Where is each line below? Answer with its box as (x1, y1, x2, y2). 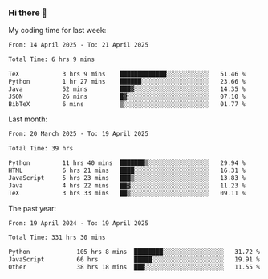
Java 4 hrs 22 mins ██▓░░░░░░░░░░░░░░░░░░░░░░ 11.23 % (8, 181, 246, 190)
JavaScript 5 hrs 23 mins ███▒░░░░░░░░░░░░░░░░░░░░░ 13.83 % (8, 174, 246, 182)
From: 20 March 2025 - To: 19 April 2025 (8, 130, 149, 138)
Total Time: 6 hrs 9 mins (8, 55, 95, 64)
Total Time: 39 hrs (8, 145, 74, 153)
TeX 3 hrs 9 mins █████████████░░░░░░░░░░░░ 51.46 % (8, 70, 246, 79)
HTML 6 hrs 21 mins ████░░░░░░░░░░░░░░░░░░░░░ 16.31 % (8, 166, 246, 175)
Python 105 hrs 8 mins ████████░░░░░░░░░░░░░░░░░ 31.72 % (8, 248, 261, 256)
